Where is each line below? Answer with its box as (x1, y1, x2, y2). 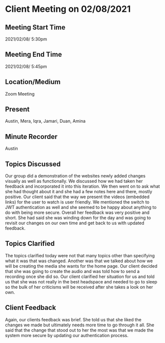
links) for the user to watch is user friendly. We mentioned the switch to (5, 199, 150, 205)
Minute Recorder (5, 132, 57, 141)
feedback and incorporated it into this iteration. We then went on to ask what (5, 183, 160, 189)
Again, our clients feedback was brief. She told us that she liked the (5, 316, 141, 322)
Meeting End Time (5, 50, 62, 59)
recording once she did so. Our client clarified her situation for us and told (5, 274, 155, 279)
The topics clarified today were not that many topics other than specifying (5, 252, 155, 258)
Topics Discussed (5, 160, 61, 168)
